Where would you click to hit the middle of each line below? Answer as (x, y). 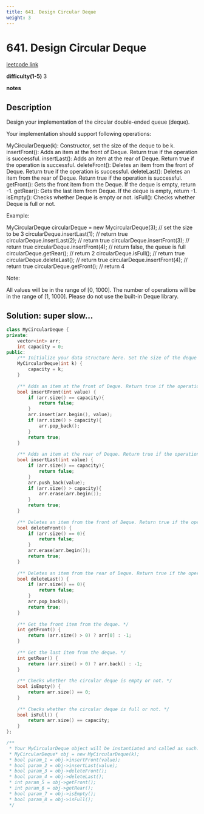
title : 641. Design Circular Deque (51, 12)
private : (17, 335)
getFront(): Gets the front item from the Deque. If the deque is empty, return (101, 185)
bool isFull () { (38, 715)
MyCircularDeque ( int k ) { (50, 364)
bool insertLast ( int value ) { (56, 460)
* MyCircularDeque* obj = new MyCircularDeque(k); (74, 754)
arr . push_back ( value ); (57, 483)
